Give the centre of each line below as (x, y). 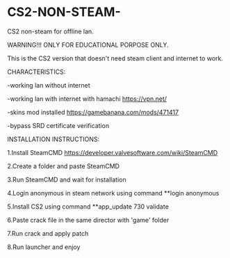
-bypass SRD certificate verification (58, 125)
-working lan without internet (49, 85)
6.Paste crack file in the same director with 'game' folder (88, 220)
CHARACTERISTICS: (36, 72)
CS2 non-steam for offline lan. (50, 31)
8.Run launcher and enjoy (44, 247)
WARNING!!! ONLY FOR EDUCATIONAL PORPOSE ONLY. (88, 45)
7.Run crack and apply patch (48, 233)
